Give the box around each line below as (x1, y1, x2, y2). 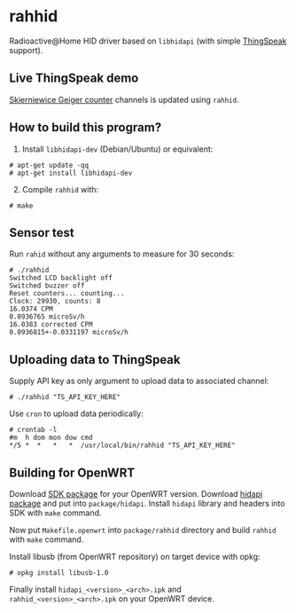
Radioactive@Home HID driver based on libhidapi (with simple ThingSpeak (9, 35, 287, 46)
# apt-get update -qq (9, 161, 90, 169)
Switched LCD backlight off (9, 273, 113, 283)
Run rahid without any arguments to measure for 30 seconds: (9, 248, 235, 259)
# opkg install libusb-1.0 (9, 569, 109, 578)
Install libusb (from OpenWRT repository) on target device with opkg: (9, 552, 261, 562)
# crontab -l (9, 426, 58, 435)
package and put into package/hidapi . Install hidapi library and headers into (9, 499, 285, 508)
